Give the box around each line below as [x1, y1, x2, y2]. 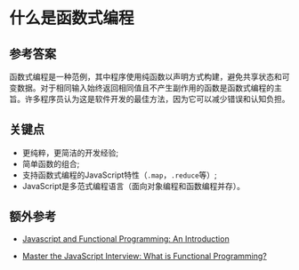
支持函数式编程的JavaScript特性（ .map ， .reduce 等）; [21, 170, 218, 180]
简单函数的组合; [21, 158, 80, 169]
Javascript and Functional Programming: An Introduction [21, 233, 230, 244]
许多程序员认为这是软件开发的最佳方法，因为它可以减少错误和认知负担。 [24, 94, 290, 104]
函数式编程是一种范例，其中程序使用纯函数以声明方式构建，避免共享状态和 [9, 72, 282, 82]
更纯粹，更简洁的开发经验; [21, 147, 119, 158]
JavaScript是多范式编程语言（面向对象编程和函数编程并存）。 [21, 180, 246, 191]
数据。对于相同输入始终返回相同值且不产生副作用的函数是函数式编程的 [16, 83, 274, 93]
